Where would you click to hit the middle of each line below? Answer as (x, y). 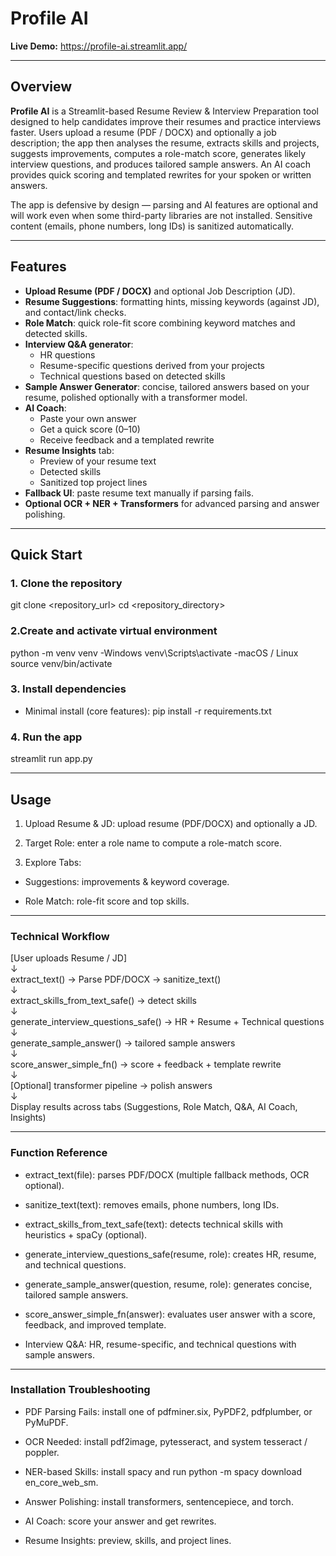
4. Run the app (46, 737)
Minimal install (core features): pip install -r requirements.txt (148, 711)
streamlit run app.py (51, 759)
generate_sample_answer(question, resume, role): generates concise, (168, 1284)
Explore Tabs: (53, 862)
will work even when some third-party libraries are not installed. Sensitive (161, 215)
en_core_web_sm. (61, 1482)
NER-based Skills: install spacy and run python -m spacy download (163, 1471)
